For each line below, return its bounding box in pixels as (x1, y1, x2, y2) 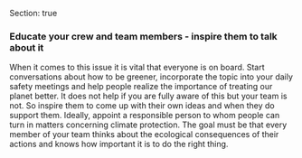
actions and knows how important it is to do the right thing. (9, 139, 229, 150)
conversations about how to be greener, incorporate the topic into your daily (9, 71, 294, 82)
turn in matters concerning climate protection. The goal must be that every (9, 119, 288, 130)
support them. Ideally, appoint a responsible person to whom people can (9, 110, 280, 121)
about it (9, 41, 44, 53)
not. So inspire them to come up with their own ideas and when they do (9, 100, 276, 111)
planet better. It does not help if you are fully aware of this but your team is (9, 90, 288, 102)
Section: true (9, 8, 58, 18)
